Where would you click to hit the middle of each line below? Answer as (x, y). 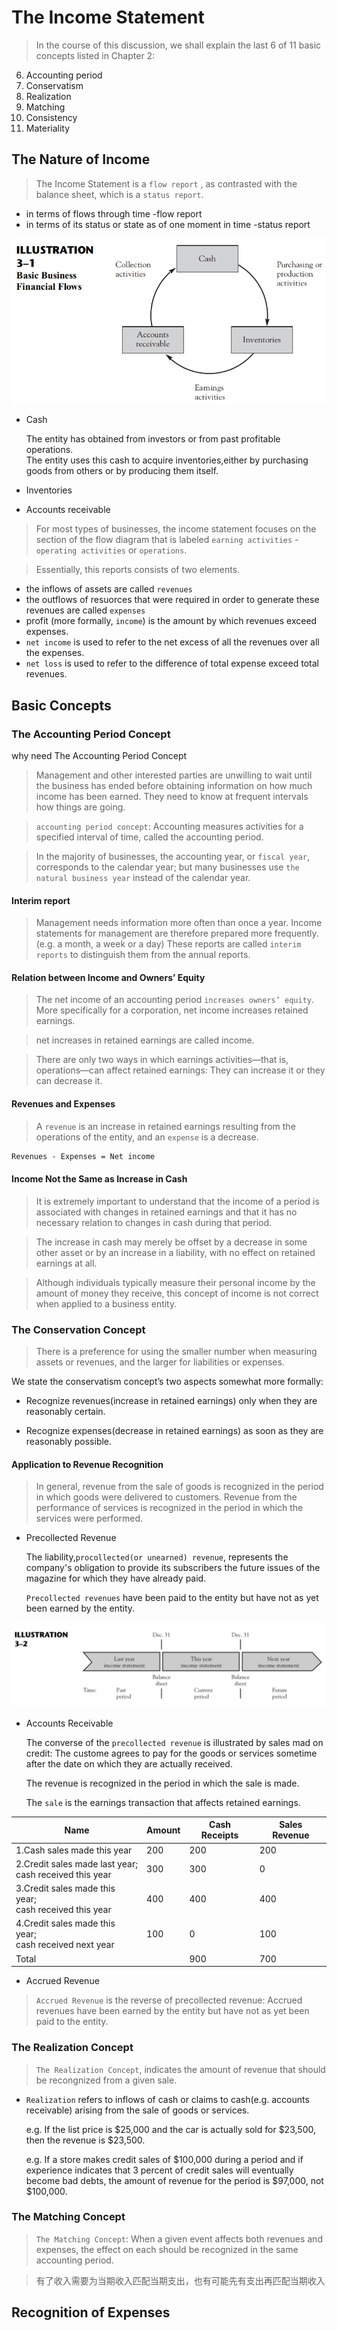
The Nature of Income (81, 159)
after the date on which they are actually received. (129, 1763)
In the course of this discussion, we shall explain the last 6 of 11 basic (178, 45)
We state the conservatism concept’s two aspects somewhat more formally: (167, 1381)
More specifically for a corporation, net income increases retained (172, 1010)
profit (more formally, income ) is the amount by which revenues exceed (171, 621)
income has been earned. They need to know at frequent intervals (172, 796)
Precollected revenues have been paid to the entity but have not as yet (172, 1598)
